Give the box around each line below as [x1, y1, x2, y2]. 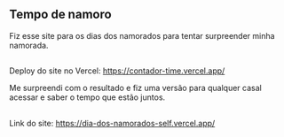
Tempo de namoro [9, 7, 113, 22]
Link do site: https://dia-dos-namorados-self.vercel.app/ [9, 118, 216, 128]
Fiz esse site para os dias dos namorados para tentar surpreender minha [9, 30, 275, 41]
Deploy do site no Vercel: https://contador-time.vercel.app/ [9, 65, 225, 76]
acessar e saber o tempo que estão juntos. [9, 92, 166, 103]
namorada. [9, 40, 49, 50]
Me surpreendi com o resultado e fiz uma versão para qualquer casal [9, 83, 262, 94]
